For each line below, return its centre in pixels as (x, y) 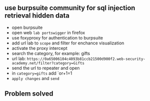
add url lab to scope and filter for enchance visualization (68, 43)
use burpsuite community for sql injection (70, 8)
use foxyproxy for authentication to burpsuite (57, 38)
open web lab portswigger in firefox (48, 32)
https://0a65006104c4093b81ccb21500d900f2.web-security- (86, 59)
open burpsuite (27, 27)
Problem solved (29, 94)
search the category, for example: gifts (51, 53)
